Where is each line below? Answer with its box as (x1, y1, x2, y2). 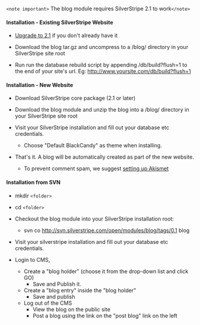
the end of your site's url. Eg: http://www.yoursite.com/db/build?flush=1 (14, 68, 191, 75)
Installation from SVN (6, 179, 61, 185)
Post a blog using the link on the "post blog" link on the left (32, 312, 178, 319)
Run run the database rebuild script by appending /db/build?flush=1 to (14, 61, 187, 69)
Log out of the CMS (23, 299, 72, 307)
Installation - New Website (6, 81, 73, 88)
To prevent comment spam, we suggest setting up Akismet (23, 165, 169, 172)
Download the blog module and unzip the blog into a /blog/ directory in (14, 106, 189, 113)
